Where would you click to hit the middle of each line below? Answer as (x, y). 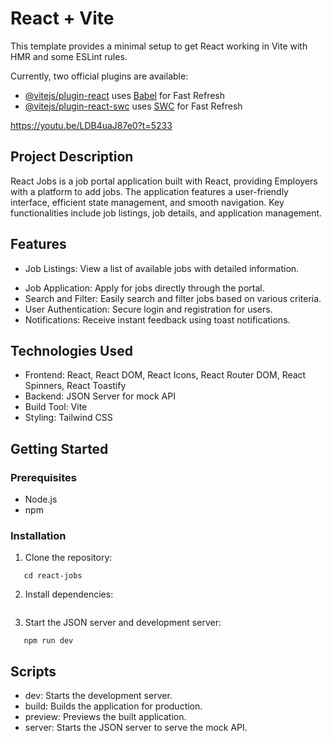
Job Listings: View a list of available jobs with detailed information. (162, 268)
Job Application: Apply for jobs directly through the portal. (144, 288)
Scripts (33, 671)
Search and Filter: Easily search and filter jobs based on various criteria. (173, 298)
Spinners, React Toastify (75, 386)
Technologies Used (71, 350)
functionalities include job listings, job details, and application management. (166, 213)
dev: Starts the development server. (98, 696)
